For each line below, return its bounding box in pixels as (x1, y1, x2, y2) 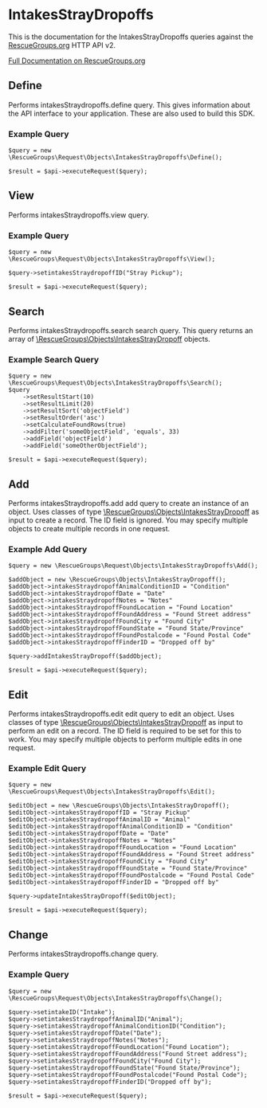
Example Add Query (8, 544, 88, 554)
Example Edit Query (8, 763, 87, 774)
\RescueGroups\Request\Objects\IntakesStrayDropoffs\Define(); (8, 154, 223, 162)
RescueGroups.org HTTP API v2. (8, 40, 116, 49)
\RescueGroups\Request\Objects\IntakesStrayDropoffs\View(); (8, 255, 216, 264)
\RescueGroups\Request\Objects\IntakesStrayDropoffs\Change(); (8, 994, 223, 1002)
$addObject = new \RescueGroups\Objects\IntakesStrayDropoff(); (8, 576, 226, 584)
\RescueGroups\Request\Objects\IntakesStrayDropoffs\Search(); (8, 379, 223, 387)
